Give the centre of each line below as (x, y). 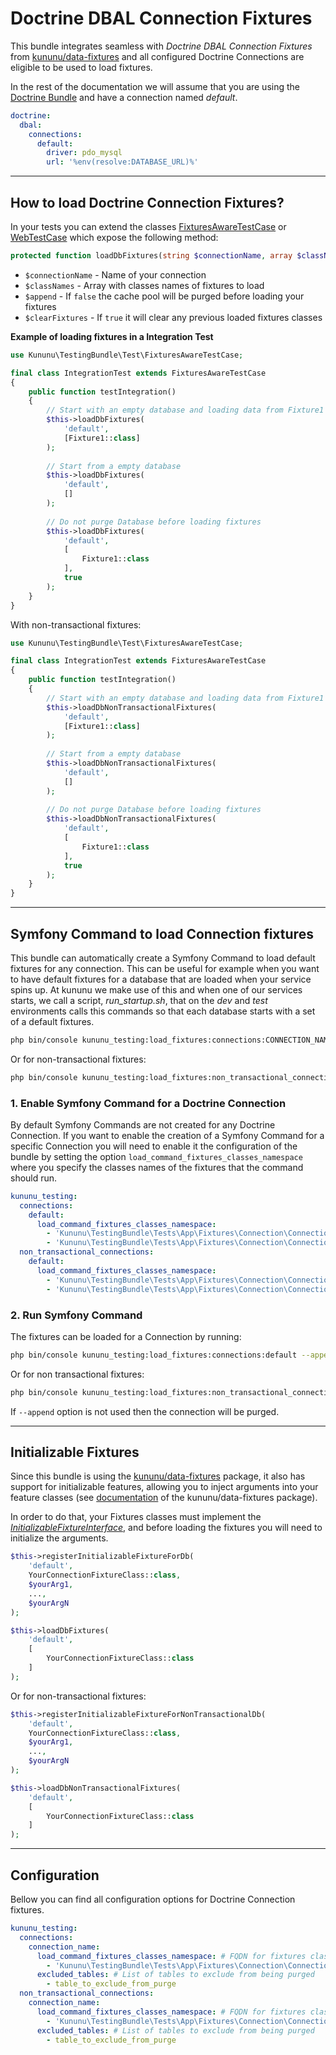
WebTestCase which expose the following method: (114, 237)
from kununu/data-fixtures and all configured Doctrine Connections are (157, 56)
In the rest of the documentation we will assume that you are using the (155, 86)
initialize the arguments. (59, 1538)
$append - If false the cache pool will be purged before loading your (164, 296)
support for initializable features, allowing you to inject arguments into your (164, 1487)
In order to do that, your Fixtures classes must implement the (136, 1517)
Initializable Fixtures (75, 1452)
